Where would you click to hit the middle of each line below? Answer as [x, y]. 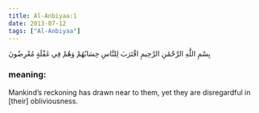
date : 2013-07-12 [37, 23]
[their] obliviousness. [43, 101]
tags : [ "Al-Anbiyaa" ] [45, 31]
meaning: [27, 75]
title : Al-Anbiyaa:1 [43, 16]
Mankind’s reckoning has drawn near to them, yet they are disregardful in [129, 92]
